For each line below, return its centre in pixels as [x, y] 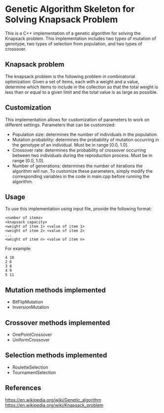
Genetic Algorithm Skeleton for [70, 9]
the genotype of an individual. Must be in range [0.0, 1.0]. [70, 145]
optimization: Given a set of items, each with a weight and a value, [72, 81]
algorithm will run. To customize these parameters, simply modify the [82, 171]
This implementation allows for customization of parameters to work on [77, 119]
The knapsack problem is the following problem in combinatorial [70, 76]
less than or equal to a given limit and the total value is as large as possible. [82, 92]
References [23, 388]
